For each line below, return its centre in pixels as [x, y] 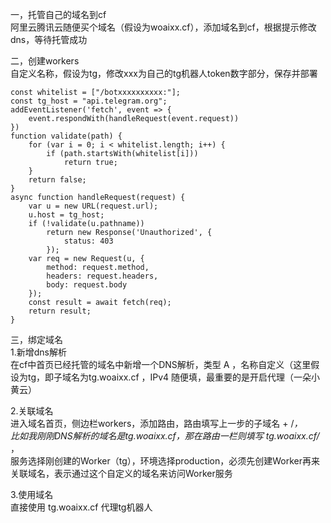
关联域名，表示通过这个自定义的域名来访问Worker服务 [121, 473]
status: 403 [88, 241]
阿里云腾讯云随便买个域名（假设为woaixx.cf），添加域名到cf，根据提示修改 [163, 27]
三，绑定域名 [36, 339]
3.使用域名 [32, 494]
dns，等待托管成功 [49, 39]
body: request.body [87, 285]
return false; [57, 180]
